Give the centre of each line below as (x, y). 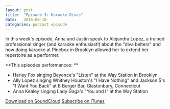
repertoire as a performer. (32, 55)
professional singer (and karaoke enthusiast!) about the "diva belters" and (83, 45)
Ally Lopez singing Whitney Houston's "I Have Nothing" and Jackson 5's (89, 80)
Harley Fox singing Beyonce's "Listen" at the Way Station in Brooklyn (85, 75)
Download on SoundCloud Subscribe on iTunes (55, 101)
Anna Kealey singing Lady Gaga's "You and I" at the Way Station (80, 91)
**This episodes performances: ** (42, 65)
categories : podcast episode (36, 24)
